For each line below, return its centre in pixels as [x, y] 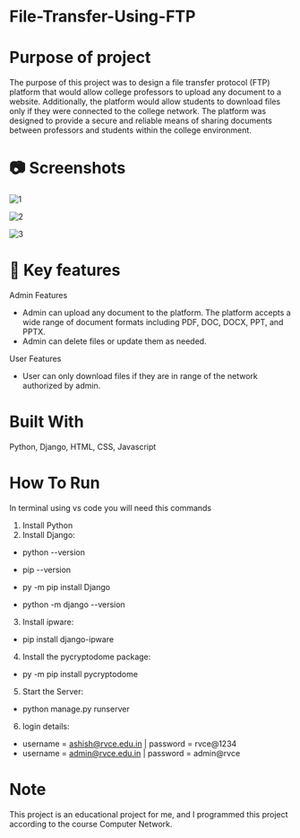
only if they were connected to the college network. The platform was [138, 111]
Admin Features [39, 295]
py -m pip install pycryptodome [80, 674]
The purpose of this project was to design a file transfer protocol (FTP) [140, 83]
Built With [47, 422]
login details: [46, 726]
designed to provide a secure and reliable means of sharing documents [141, 121]
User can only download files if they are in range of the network [140, 376]
